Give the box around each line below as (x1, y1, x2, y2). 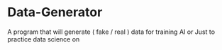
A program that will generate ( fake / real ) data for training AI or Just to (7, 27, 215, 36)
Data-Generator (7, 4, 103, 20)
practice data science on (7, 35, 80, 43)
